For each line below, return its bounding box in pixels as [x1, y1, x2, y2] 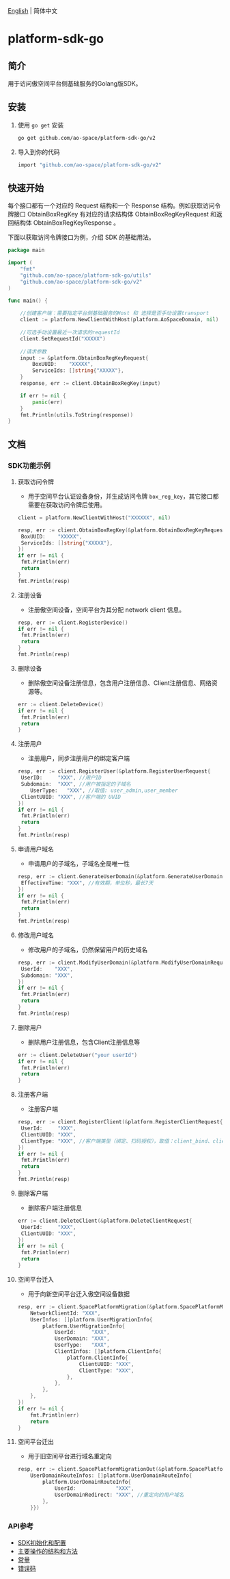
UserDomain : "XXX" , [54, 1335, 110, 1342]
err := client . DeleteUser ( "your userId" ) [17, 1052, 138, 1058]
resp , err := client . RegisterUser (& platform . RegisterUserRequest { [17, 768, 211, 775]
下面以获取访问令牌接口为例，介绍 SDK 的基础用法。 [8, 233, 156, 242]
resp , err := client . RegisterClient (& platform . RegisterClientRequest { [17, 1119, 223, 1126]
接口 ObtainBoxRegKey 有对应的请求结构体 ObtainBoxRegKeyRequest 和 [13, 210, 217, 219]
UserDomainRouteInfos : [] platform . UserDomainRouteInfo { [30, 1472, 192, 1479]
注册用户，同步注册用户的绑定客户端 [27, 754, 130, 762]
